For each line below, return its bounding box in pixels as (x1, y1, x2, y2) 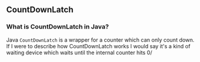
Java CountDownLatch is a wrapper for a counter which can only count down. (6, 36, 195, 44)
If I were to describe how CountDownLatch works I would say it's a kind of (6, 42, 191, 49)
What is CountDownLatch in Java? (6, 23, 110, 31)
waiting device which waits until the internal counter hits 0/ (6, 49, 152, 56)
